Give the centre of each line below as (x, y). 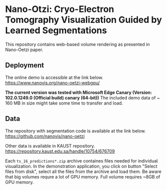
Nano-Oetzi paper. (24, 49)
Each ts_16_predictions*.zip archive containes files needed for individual (82, 160)
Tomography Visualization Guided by (83, 20)
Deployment (25, 65)
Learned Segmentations (56, 30)
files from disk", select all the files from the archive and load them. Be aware (83, 171)
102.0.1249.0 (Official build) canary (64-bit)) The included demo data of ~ (83, 97)
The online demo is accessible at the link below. (54, 77)
